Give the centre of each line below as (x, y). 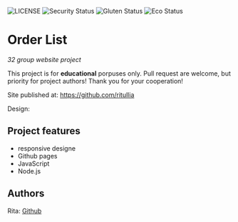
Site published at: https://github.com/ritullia (71, 95)
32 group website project (45, 59)
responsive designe (47, 148)
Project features (44, 131)
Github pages (37, 156)
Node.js (29, 171)
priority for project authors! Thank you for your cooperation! (95, 81)
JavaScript (33, 163)
